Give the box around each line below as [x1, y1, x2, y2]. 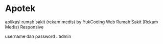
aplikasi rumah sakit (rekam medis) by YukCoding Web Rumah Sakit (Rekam [5, 19, 158, 25]
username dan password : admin [5, 33, 71, 39]
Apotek [5, 3, 36, 14]
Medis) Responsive [5, 24, 44, 29]
